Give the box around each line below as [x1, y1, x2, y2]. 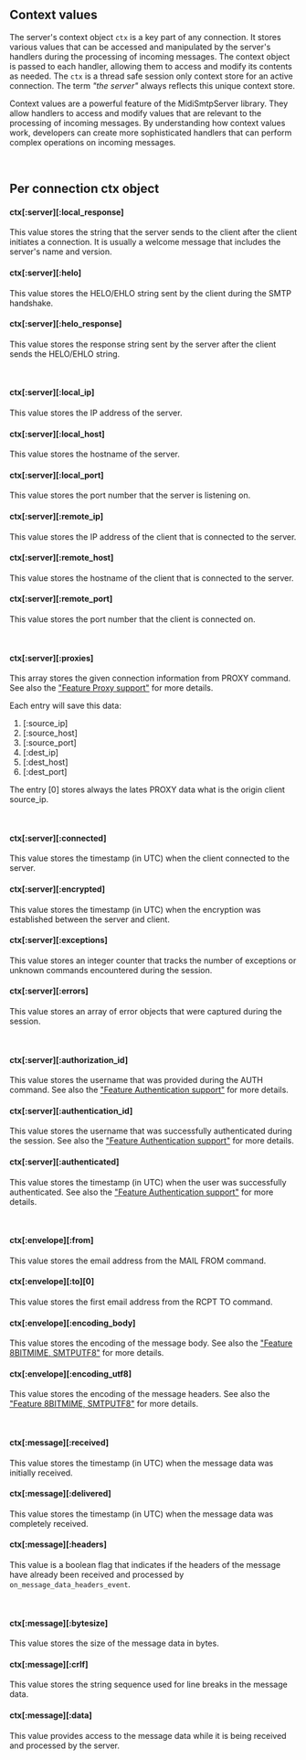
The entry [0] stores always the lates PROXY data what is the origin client [9, 784, 286, 795]
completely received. [9, 1518, 89, 1529]
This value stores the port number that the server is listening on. [9, 489, 251, 501]
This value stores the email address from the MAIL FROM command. [9, 1255, 267, 1266]
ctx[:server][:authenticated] [9, 1156, 120, 1167]
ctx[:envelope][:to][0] [9, 1276, 95, 1287]
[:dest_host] [22, 757, 69, 767]
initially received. [9, 1467, 73, 1478]
